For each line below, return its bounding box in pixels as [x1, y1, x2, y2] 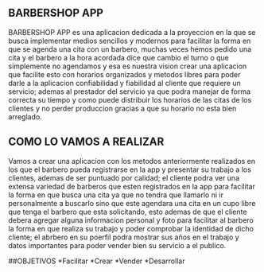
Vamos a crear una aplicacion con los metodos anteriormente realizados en [8, 156, 256, 165]
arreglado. [8, 111, 42, 122]
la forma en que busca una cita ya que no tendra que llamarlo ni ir [8, 190, 224, 200]
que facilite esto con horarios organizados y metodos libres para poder [8, 69, 241, 79]
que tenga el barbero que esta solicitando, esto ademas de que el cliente [8, 207, 247, 216]
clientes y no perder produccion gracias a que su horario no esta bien [8, 103, 237, 113]
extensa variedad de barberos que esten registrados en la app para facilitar [8, 181, 256, 191]
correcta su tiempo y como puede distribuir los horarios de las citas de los [8, 95, 252, 104]
